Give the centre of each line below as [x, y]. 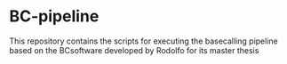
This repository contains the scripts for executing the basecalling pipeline [143, 41]
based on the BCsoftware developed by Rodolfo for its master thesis [134, 50]
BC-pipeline [54, 16]
